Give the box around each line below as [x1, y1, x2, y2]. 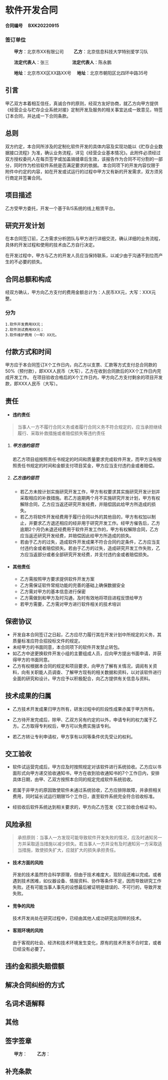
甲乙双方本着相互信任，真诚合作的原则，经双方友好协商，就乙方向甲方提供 [5, 100, 158, 106]
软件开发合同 [5, 5, 58, 16]
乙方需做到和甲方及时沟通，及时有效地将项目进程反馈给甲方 [19, 595, 143, 601]
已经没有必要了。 [12, 946, 48, 952]
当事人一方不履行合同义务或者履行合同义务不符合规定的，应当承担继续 [17, 424, 162, 430]
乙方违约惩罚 [12, 475, 39, 481]
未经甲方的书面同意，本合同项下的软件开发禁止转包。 [12, 644, 122, 650]
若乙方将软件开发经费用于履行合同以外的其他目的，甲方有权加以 [19, 514, 151, 520]
